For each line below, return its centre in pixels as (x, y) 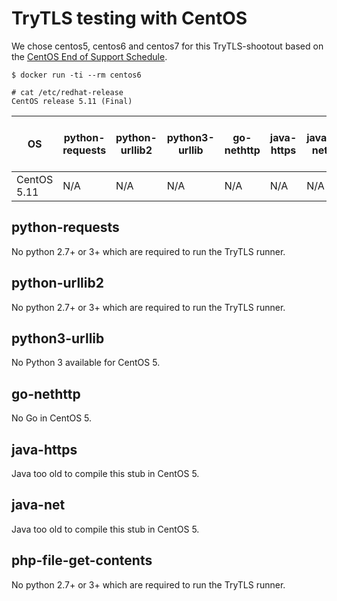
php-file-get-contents (82, 560)
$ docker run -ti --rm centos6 (76, 75)
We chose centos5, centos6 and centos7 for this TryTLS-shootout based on (167, 46)
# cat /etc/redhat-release (67, 92)
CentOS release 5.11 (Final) (72, 101)
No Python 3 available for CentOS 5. (86, 363)
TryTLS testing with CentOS (129, 18)
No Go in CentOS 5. (52, 418)
